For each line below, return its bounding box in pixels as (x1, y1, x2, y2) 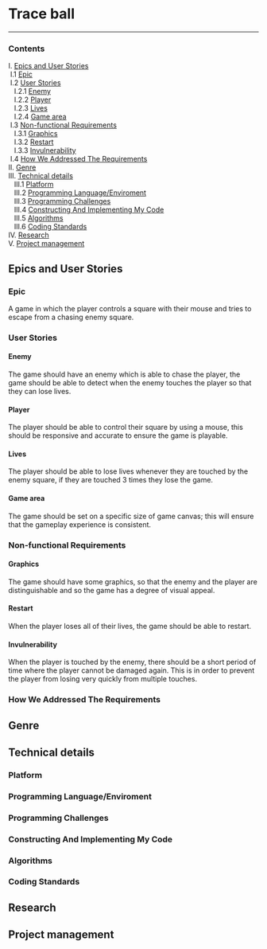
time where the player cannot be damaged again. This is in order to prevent (8, 666, 255, 675)
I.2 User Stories (10, 78, 61, 88)
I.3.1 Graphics (14, 129, 58, 139)
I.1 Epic (10, 69, 33, 80)
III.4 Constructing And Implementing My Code (14, 205, 164, 215)
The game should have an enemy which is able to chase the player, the (8, 369, 241, 379)
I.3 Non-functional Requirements (10, 120, 118, 130)
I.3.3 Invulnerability (14, 146, 77, 155)
